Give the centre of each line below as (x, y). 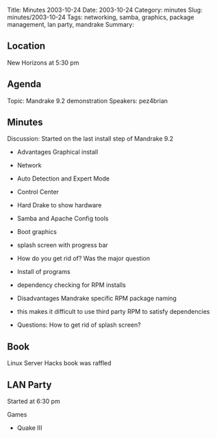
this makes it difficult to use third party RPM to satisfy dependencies (113, 312)
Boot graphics (37, 232)
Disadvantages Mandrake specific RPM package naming (97, 299)
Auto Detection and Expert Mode (63, 178)
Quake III (29, 428)
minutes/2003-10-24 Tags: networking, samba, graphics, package (101, 17)
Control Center (38, 192)
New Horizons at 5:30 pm (43, 62)
